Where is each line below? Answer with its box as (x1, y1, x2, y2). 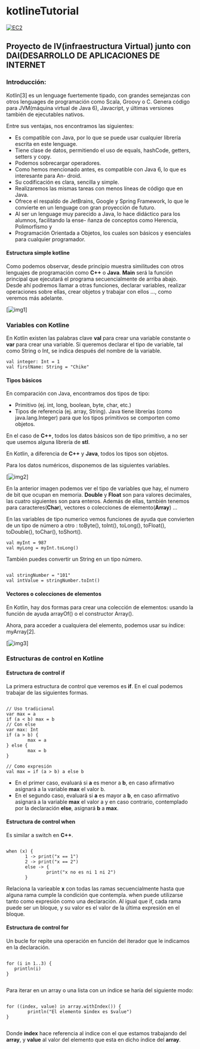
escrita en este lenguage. (14, 140, 78, 147)
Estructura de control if (6, 669, 65, 677)
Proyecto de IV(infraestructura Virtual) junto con (6, 41, 191, 51)
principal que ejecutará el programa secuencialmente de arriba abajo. (6, 275, 178, 282)
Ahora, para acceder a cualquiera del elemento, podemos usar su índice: (6, 621, 185, 629)
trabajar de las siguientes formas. (6, 689, 88, 696)
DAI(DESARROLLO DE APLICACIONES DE (6, 51, 160, 61)
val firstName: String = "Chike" (6, 364, 90, 370)
